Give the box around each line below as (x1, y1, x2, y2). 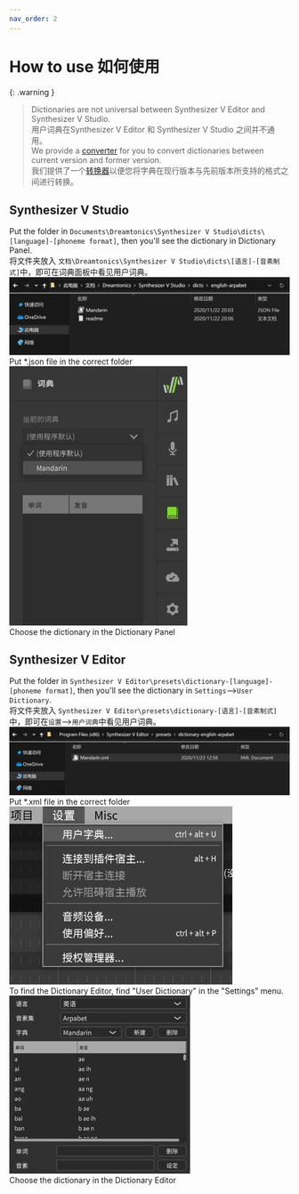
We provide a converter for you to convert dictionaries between (30, 145, 264, 156)
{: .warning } (9, 86, 55, 97)
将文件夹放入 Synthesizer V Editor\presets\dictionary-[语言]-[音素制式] (9, 705, 278, 716)
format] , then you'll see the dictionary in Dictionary (88, 236, 276, 247)
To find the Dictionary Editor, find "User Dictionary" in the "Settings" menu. (9, 985, 284, 996)
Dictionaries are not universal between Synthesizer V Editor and (30, 103, 265, 115)
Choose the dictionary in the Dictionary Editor (9, 1174, 176, 1185)
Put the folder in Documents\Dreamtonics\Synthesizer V (9, 226, 210, 237)
